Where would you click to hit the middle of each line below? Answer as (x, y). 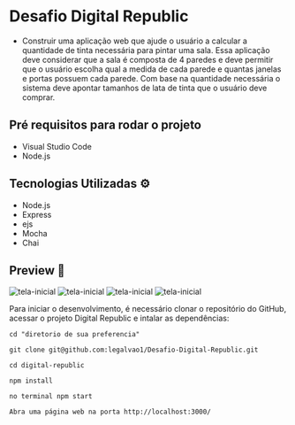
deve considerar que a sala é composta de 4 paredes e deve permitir (147, 59)
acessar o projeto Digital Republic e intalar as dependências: (119, 318)
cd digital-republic (47, 366)
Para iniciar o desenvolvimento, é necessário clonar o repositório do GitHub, (148, 309)
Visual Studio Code (57, 146)
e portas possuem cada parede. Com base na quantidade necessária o (151, 78)
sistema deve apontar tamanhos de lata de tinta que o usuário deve (144, 88)
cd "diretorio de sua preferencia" (75, 335)
